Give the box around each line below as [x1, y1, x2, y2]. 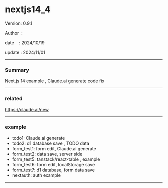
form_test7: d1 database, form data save [12, 167, 95, 173]
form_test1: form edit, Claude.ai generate [12, 145, 96, 151]
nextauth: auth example [12, 172, 61, 178]
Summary [5, 66, 30, 73]
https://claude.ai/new [5, 106, 49, 112]
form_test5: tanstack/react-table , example [12, 156, 100, 162]
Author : [5, 30, 23, 36]
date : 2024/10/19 [5, 39, 45, 46]
